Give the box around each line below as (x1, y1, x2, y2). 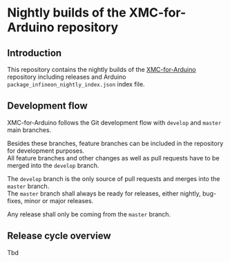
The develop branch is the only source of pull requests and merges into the (7, 174, 220, 183)
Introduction (7, 47, 62, 59)
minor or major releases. (23, 196, 94, 205)
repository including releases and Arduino (7, 73, 126, 81)
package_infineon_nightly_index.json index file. (7, 80, 145, 88)
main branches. (7, 126, 52, 134)
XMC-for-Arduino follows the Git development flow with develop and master (7, 118, 222, 127)
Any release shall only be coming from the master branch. (7, 209, 171, 218)
